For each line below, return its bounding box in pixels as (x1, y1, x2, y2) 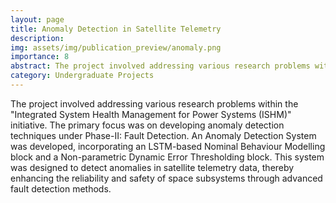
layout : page (10, 14, 65, 25)
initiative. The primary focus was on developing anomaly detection (10, 119, 285, 131)
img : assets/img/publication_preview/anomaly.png (10, 42, 222, 53)
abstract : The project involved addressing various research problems (10, 61, 311, 71)
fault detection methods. (10, 182, 112, 195)
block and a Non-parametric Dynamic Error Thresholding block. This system (10, 151, 325, 163)
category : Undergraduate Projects (10, 71, 155, 81)
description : (10, 33, 65, 43)
